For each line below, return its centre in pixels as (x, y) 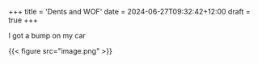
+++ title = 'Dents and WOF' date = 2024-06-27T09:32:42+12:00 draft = (129, 12)
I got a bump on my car (47, 36)
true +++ (23, 20)
